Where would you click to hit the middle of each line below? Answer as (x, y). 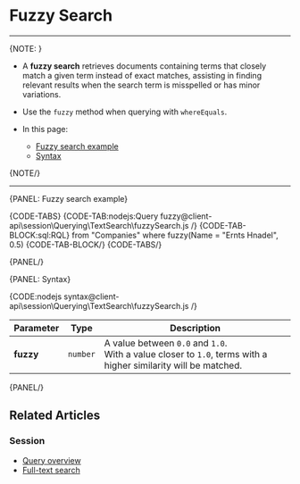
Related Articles (55, 416)
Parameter (37, 328)
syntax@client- (92, 296)
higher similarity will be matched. (173, 365)
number (82, 354)
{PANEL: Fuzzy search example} (69, 198)
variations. (42, 94)
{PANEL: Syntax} (40, 279)
